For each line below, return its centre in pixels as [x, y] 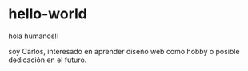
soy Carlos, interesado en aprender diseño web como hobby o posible [124, 51]
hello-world [48, 14]
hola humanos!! [34, 36]
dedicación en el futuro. [48, 60]
